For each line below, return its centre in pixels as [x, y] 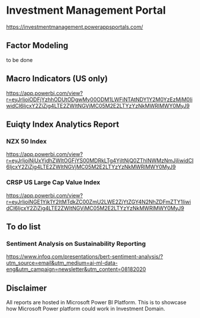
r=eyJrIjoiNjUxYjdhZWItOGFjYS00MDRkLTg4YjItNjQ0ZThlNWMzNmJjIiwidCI [100, 161]
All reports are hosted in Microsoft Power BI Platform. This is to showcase [96, 303]
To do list [24, 227]
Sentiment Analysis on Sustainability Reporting [76, 244]
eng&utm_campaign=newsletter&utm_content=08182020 [76, 269]
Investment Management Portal [86, 10]
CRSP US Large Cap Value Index [53, 182]
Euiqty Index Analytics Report [63, 124]
